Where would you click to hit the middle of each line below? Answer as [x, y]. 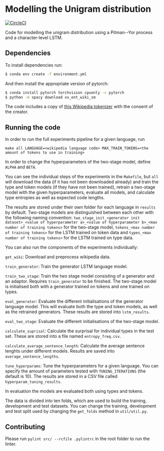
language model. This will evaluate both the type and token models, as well [81, 307]
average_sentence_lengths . [32, 356]
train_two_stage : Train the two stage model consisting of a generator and [80, 276]
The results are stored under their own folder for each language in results [81, 207]
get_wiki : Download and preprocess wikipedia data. [58, 257]
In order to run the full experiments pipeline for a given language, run [75, 139]
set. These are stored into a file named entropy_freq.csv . [63, 336]
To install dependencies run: [34, 65]
